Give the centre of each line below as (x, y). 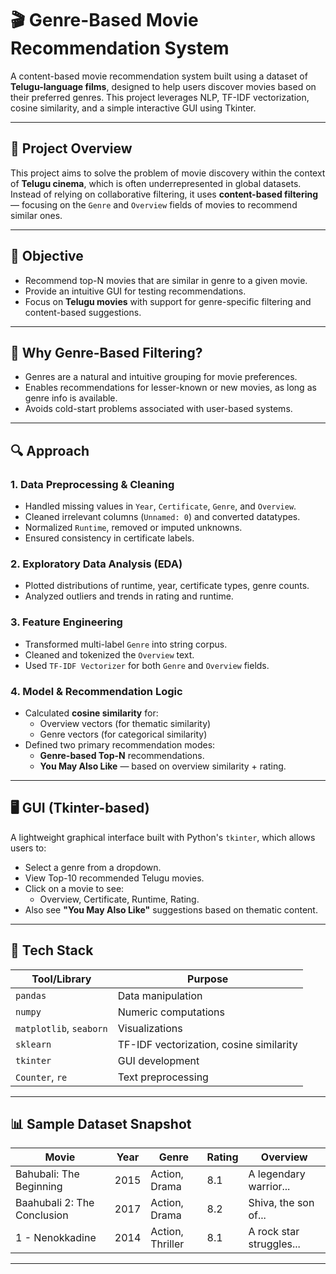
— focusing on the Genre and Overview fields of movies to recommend (154, 204)
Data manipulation (160, 995)
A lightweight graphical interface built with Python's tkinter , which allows (163, 837)
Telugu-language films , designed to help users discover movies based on (163, 86)
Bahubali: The (47, 1174)
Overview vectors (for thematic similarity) (125, 723)
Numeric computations (171, 1012)
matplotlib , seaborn (61, 1028)
